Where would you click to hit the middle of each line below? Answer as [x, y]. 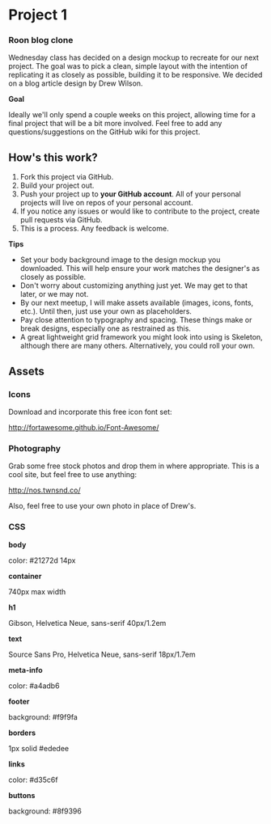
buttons [22, 795]
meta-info [25, 670]
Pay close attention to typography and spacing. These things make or [136, 320]
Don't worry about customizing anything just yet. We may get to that [134, 285]
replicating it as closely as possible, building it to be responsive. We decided [135, 75]
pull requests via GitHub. [61, 220]
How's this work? [53, 157]
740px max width [37, 591]
